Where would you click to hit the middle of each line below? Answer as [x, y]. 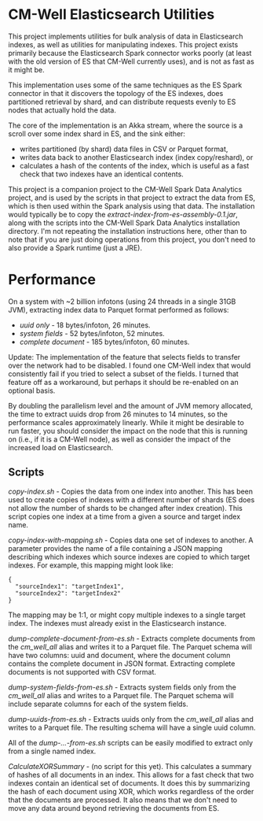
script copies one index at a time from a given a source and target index [124, 516]
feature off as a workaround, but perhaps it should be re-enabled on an [123, 382]
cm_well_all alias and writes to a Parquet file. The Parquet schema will [121, 695]
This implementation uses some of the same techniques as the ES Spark [125, 85]
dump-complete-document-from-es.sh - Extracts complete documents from [132, 638]
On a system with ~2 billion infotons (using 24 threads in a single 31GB [122, 301]
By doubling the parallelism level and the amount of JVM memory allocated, [131, 405]
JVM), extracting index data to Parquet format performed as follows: [119, 309]
